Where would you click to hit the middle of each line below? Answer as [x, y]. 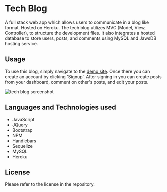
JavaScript [23, 119]
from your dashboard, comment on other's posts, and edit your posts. [77, 82]
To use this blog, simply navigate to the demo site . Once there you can [78, 71]
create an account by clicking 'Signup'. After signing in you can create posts [83, 77]
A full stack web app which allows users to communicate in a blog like [77, 22]
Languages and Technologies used [61, 107]
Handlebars [24, 141]
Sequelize [23, 146]
